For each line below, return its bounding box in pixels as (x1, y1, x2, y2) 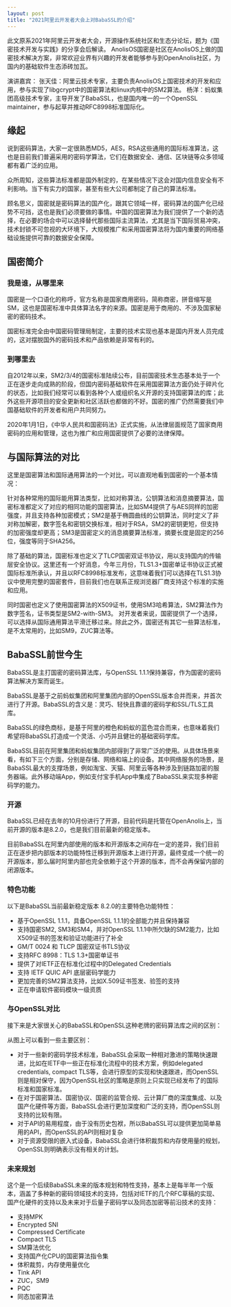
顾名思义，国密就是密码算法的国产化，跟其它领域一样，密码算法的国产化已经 (7, 199, 224, 207)
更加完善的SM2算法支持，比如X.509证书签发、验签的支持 (16, 976, 180, 985)
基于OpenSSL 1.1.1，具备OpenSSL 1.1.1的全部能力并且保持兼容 (16, 917, 190, 925)
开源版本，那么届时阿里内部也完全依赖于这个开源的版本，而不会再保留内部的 (7, 857, 224, 866)
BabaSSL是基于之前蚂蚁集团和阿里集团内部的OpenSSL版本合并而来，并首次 (7, 691, 222, 700)
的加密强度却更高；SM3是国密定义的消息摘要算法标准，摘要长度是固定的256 (7, 528, 224, 537)
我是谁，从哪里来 (7, 278, 64, 288)
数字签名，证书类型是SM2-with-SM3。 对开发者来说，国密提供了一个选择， (7, 609, 221, 618)
